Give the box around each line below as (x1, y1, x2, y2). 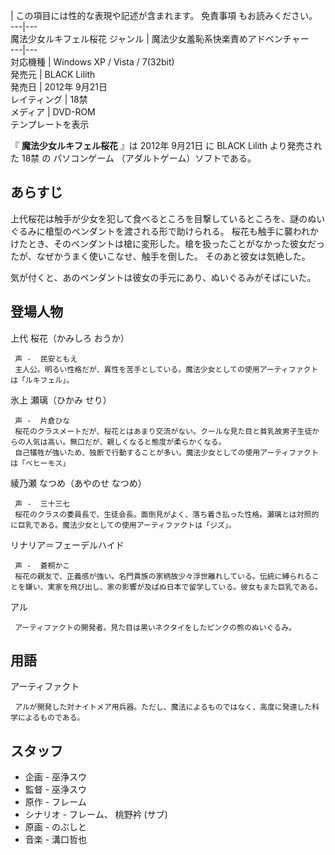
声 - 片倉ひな (14, 415, 71, 426)
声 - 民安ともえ (14, 354, 78, 364)
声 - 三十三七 (14, 499, 71, 509)
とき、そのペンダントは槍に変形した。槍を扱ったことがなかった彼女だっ (27, 237, 326, 249)
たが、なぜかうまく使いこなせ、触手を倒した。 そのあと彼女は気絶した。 (10, 250, 311, 262)
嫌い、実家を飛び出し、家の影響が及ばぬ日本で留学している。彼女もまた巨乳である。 (24, 582, 323, 592)
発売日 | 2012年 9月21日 (10, 81, 108, 93)
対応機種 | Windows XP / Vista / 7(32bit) (10, 56, 175, 68)
